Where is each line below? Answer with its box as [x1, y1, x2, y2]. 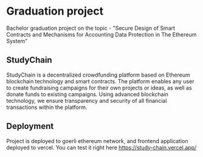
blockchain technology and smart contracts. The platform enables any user [6, 77, 194, 85]
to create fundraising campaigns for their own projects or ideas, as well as [6, 84, 193, 91]
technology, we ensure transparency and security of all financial [6, 97, 167, 104]
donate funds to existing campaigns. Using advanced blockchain [6, 90, 169, 98]
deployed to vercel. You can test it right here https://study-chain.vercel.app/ [6, 144, 197, 151]
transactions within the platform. [6, 103, 88, 111]
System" [6, 37, 28, 44]
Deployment [6, 121, 54, 131]
